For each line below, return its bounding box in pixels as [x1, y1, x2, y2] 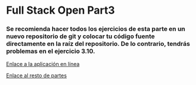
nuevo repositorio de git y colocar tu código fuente [6, 32, 155, 40]
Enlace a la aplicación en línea [6, 61, 80, 68]
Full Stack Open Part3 [6, 4, 115, 17]
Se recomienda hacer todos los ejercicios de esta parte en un [6, 25, 185, 33]
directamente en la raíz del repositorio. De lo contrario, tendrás [6, 40, 191, 48]
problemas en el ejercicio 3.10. [6, 47, 95, 55]
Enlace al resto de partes [6, 72, 67, 79]
